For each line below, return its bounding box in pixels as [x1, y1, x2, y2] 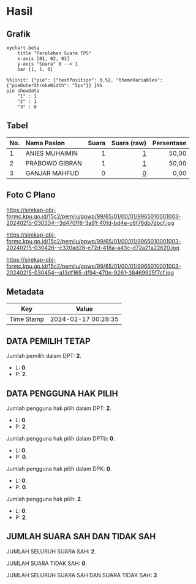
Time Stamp [9, 315, 45, 324]
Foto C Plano [6, 190, 56, 200]
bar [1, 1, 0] [17, 66, 53, 72]
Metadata [6, 287, 44, 297]
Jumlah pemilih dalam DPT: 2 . [6, 352, 81, 360]
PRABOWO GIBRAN [25, 159, 82, 167]
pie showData [6, 88, 40, 94]
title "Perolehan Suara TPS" [17, 50, 92, 56]
